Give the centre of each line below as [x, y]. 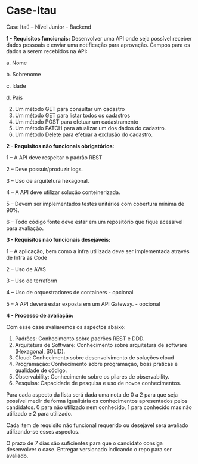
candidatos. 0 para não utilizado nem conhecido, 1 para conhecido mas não [99, 407]
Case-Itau [31, 10]
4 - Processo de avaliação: [40, 315]
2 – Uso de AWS [26, 269]
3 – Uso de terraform [32, 281]
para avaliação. [25, 228]
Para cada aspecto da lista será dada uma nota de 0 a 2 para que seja [92, 394]
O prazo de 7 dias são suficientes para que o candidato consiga [84, 443]
